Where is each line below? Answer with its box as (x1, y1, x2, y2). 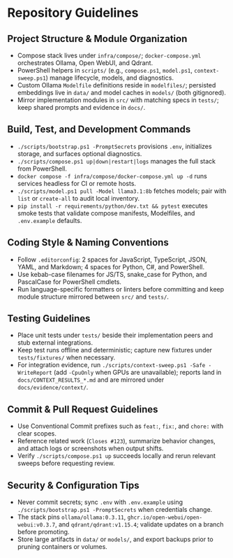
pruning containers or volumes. (17, 543, 108, 551)
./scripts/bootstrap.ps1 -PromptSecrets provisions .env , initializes (17, 142, 212, 150)
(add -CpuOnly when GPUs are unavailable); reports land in (53, 369, 222, 377)
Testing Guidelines (7, 313, 91, 324)
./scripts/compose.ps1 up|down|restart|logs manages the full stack (17, 157, 216, 165)
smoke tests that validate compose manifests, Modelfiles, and (17, 208, 195, 217)
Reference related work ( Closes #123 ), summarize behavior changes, (17, 437, 216, 445)
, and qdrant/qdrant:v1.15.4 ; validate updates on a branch (54, 520, 225, 529)
